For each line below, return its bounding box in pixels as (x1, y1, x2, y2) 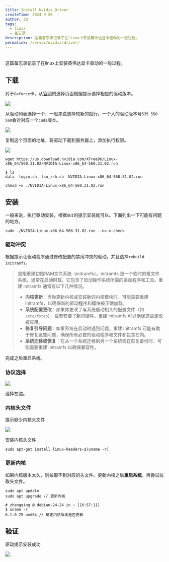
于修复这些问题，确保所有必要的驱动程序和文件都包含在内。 (25, 331, 149, 337)
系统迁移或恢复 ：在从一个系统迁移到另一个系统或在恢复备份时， (25, 338, 157, 344)
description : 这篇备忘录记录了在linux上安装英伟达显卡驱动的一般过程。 (5, 36, 140, 41)
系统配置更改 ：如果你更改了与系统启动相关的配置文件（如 (25, 306, 144, 312)
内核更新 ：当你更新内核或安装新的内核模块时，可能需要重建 (25, 294, 149, 300)
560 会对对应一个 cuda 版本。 (5, 117, 61, 123)
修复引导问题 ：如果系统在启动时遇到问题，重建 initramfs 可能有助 (25, 325, 160, 331)
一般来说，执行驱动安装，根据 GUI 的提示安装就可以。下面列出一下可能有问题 (5, 212, 162, 218)
